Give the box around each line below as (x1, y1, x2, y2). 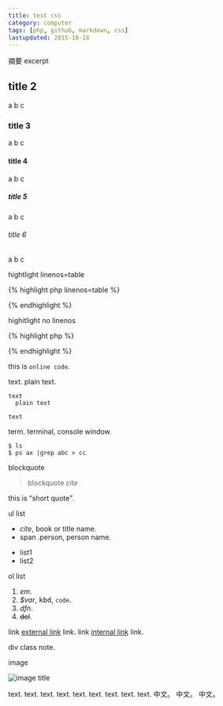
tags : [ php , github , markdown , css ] (8, 26, 128, 34)
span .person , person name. (19, 532, 112, 542)
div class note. (8, 642, 56, 652)
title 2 (8, 80, 37, 93)
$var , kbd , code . (19, 595, 72, 604)
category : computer (8, 19, 72, 27)
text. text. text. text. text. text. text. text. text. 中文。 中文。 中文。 (8, 689, 220, 699)
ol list (8, 571, 26, 580)
